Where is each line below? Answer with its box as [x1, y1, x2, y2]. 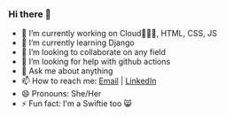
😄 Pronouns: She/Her [20, 89, 102, 99]
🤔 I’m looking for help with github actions [20, 57, 171, 67]
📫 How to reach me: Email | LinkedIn [20, 75, 157, 87]
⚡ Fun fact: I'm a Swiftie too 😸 [20, 98, 132, 109]
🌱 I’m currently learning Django [20, 37, 135, 48]
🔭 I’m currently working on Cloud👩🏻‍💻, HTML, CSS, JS [20, 28, 218, 39]
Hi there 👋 [8, 8, 52, 20]
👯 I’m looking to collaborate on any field [20, 47, 166, 58]
